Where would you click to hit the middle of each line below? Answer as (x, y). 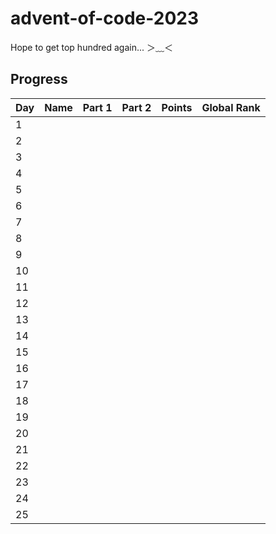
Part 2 (136, 107)
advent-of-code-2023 (105, 18)
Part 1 (97, 107)
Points (177, 107)
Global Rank (231, 107)
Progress (39, 79)
